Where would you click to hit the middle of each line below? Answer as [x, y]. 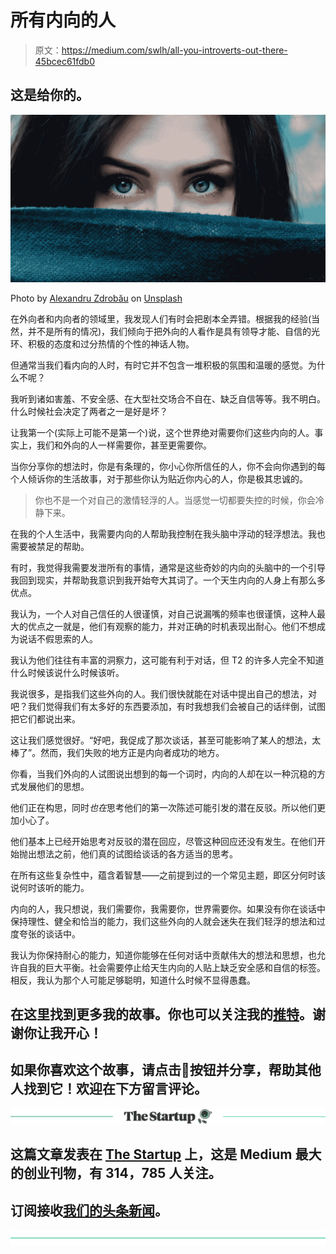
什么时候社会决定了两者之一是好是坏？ [89, 411]
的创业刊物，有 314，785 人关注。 [116, 1173]
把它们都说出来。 [45, 718]
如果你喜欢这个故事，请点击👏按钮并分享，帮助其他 [166, 1070]
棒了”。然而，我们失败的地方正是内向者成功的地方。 [117, 752]
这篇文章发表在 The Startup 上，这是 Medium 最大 [166, 1154]
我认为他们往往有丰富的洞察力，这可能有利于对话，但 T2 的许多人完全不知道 [167, 660]
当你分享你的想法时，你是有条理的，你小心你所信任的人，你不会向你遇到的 [163, 466]
